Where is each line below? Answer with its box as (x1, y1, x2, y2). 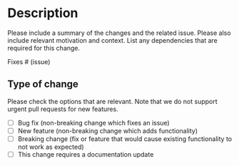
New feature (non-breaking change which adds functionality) (17, 126, 198, 135)
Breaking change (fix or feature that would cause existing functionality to (17, 134, 233, 143)
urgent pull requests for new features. (7, 105, 119, 113)
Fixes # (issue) (7, 57, 51, 66)
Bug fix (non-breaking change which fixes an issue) (17, 118, 170, 127)
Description (7, 5, 78, 21)
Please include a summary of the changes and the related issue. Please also (7, 28, 231, 37)
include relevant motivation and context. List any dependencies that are (7, 36, 218, 44)
